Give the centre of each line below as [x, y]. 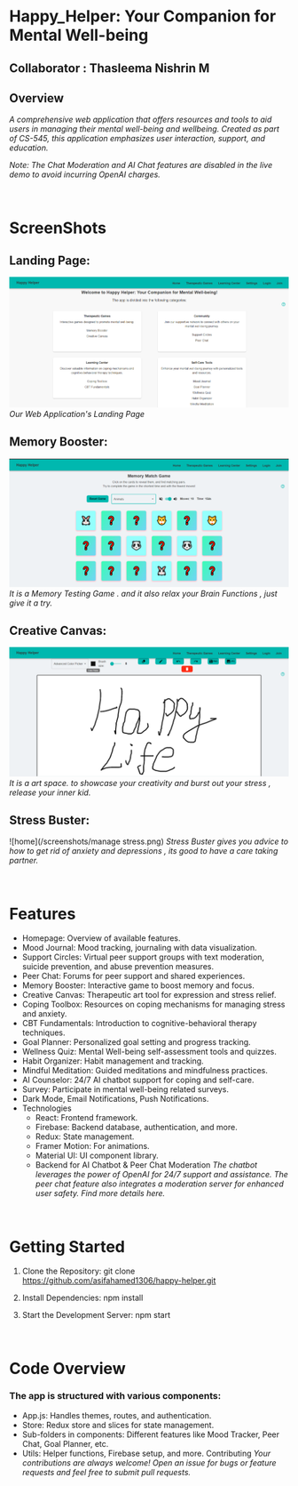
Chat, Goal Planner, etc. [65, 1443]
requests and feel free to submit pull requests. [106, 1472]
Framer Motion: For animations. [92, 1146]
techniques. [43, 1032]
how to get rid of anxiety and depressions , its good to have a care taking [144, 851]
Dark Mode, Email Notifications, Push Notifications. [115, 1099]
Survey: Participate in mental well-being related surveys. [125, 1089]
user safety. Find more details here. [100, 1193]
